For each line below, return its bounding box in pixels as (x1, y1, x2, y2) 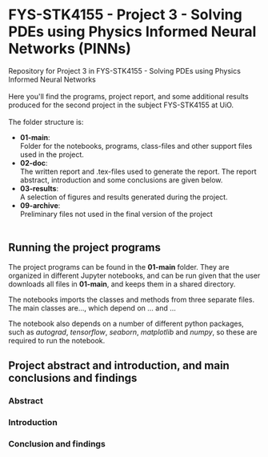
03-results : (19, 183, 58, 193)
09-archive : (19, 200, 61, 210)
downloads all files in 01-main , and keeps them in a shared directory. (8, 279, 236, 289)
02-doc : (19, 158, 48, 167)
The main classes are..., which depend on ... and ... (8, 303, 176, 313)
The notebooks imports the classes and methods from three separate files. (8, 295, 254, 304)
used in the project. (19, 150, 84, 159)
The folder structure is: (8, 117, 84, 126)
